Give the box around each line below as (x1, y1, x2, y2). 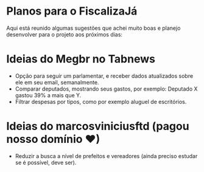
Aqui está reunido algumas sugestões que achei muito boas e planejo (6, 24, 181, 32)
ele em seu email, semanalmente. (15, 78, 99, 86)
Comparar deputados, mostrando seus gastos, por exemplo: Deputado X (15, 85, 198, 92)
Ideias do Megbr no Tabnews (6, 52, 155, 66)
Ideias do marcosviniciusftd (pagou (6, 120, 190, 133)
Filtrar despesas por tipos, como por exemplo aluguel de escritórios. (15, 98, 187, 105)
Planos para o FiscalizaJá (6, 4, 138, 18)
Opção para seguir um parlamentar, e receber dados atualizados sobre (15, 72, 194, 80)
